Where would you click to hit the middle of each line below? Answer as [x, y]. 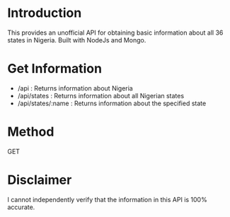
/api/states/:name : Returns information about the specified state [112, 103]
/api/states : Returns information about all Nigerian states [101, 95]
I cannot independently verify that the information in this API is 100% [107, 199]
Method [31, 132]
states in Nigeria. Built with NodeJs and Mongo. [77, 40]
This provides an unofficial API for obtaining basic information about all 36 [115, 33]
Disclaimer [40, 180]
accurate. [21, 207]
